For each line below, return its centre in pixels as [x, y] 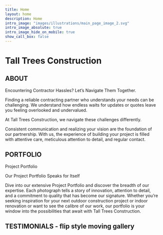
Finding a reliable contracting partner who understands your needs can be [80, 100]
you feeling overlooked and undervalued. [46, 110]
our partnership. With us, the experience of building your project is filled [77, 134]
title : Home [17, 9]
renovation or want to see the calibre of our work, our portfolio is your [75, 206]
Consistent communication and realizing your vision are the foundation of [79, 129]
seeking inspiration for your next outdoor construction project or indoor [77, 200]
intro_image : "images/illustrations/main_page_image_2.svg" [67, 23]
